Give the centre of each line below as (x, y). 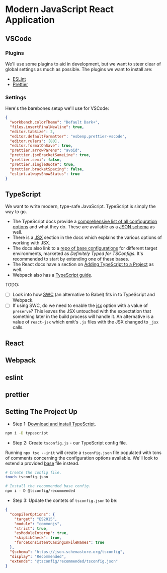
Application (30, 20)
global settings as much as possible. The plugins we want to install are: (79, 69)
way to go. (16, 212)
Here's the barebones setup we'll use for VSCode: (57, 108)
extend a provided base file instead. (42, 463)
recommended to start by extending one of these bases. (71, 259)
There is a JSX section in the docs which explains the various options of (87, 237)
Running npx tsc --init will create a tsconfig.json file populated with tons (83, 453)
